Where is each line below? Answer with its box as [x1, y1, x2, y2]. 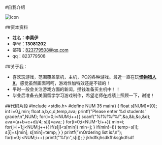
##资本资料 [5, 24, 28, 30]
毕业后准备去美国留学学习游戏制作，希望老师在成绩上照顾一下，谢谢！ [12, 92, 155, 98]
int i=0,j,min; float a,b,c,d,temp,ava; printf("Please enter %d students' [5, 109, 146, 114]
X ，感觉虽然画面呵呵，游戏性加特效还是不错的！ [12, 80, 111, 86]
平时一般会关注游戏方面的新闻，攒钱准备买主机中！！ [12, 87, 121, 92]
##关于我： [5, 63, 28, 69]
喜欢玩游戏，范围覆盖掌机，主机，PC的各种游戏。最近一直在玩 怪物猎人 [12, 74, 157, 80]
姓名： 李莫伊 [12, 35, 38, 40]
